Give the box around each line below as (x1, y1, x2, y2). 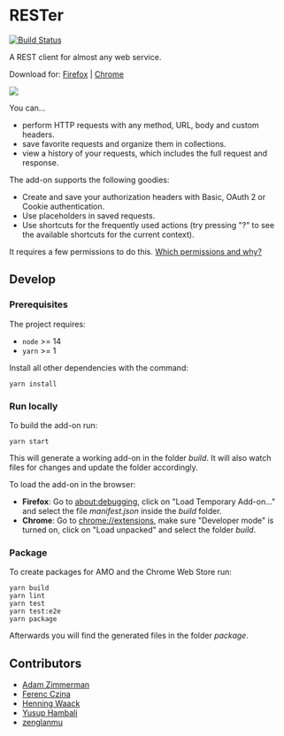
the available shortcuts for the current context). (21, 229, 195, 240)
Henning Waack (21, 698, 81, 709)
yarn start (9, 437, 50, 446)
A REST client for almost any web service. (9, 51, 162, 62)
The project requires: (9, 318, 86, 329)
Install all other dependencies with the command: (9, 362, 188, 372)
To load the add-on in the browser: (9, 479, 136, 489)
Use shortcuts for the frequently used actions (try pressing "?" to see (21, 219, 275, 230)
